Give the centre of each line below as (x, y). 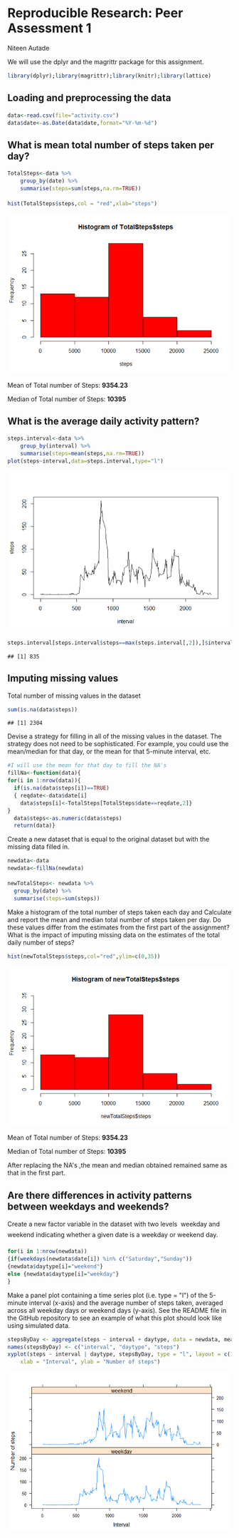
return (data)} (34, 826)
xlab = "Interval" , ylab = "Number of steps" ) (90, 1362)
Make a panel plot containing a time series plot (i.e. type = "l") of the (108, 1295)
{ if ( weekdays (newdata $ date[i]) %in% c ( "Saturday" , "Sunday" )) (100, 1259)
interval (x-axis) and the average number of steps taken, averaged (126, 1303)
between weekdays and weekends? (88, 1206)
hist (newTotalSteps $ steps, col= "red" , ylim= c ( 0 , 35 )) (84, 956)
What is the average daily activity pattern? (103, 421)
